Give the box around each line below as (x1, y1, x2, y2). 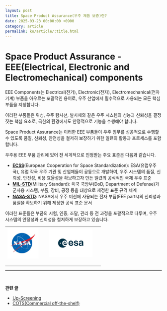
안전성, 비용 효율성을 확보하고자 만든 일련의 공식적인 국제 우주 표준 (23, 175, 152, 181)
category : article (5, 24, 43, 29)
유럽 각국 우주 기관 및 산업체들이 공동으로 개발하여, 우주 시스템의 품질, (20, 169, 156, 175)
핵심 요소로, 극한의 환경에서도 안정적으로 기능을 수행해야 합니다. (14, 118, 138, 124)
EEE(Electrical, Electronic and (5, 62, 130, 73)
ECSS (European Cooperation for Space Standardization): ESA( (12, 162, 141, 168)
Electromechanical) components (5, 72, 143, 83)
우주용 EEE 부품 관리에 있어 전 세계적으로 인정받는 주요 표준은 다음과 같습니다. (5, 152, 156, 158)
